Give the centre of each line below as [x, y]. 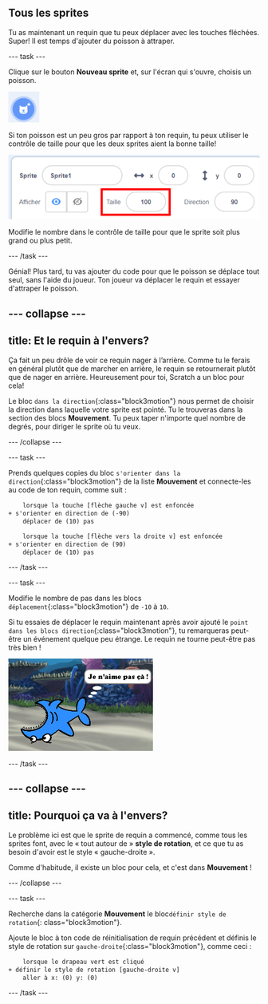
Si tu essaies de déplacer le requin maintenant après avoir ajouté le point [128, 622]
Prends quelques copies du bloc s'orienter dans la [95, 472]
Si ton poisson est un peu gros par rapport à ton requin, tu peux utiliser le [128, 135]
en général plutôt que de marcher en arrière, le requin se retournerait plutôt [132, 368]
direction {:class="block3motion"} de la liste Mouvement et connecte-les [130, 481]
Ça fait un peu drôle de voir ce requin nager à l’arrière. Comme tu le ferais [129, 360]
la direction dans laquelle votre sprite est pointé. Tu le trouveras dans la [126, 409]
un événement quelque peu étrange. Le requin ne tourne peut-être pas [139, 638]
